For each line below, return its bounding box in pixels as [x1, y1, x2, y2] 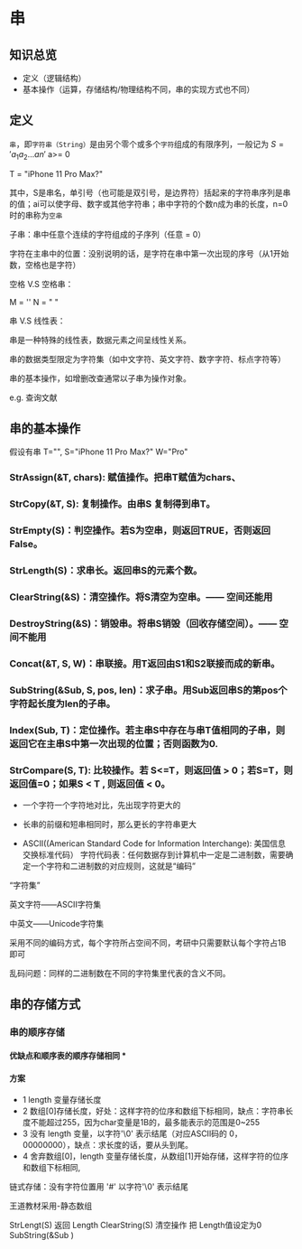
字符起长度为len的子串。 [9, 697, 115, 710]
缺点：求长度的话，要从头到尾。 [74, 1140, 194, 1151]
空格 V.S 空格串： [9, 278, 74, 289]
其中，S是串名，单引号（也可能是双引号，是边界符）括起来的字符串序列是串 [9, 187, 291, 198]
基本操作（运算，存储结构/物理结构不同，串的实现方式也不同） [22, 84, 255, 95]
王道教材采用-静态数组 [9, 1200, 93, 1211]
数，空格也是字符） [9, 259, 81, 270]
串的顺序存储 [9, 1026, 66, 1039]
